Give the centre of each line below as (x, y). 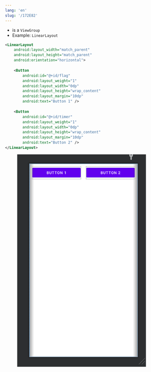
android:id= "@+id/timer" (48, 117)
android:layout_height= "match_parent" (53, 55)
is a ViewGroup (26, 30)
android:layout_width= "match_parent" (52, 50)
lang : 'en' (16, 10)
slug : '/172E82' (21, 15)
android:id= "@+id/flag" (46, 76)
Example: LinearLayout (35, 35)
